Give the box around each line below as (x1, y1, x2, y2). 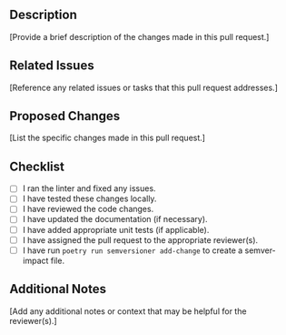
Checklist (9, 158, 65, 174)
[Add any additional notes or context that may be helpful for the (9, 305, 247, 317)
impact (22, 255, 49, 266)
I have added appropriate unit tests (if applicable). (22, 224, 210, 235)
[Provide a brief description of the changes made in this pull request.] (9, 31, 270, 42)
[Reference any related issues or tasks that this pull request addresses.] (9, 82, 279, 93)
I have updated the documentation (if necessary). (22, 214, 208, 225)
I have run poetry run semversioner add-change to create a (22, 245, 243, 256)
